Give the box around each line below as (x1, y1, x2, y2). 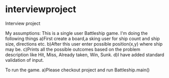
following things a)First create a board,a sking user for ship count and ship (5, 35, 160, 42)
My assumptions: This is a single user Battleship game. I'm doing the (5, 30, 148, 36)
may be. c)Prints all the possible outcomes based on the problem (5, 46, 140, 52)
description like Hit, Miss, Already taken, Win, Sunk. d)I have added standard (5, 52, 164, 58)
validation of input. (5, 57, 44, 63)
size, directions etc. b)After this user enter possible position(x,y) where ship (5, 41, 163, 47)
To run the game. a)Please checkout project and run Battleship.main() (5, 67, 150, 73)
